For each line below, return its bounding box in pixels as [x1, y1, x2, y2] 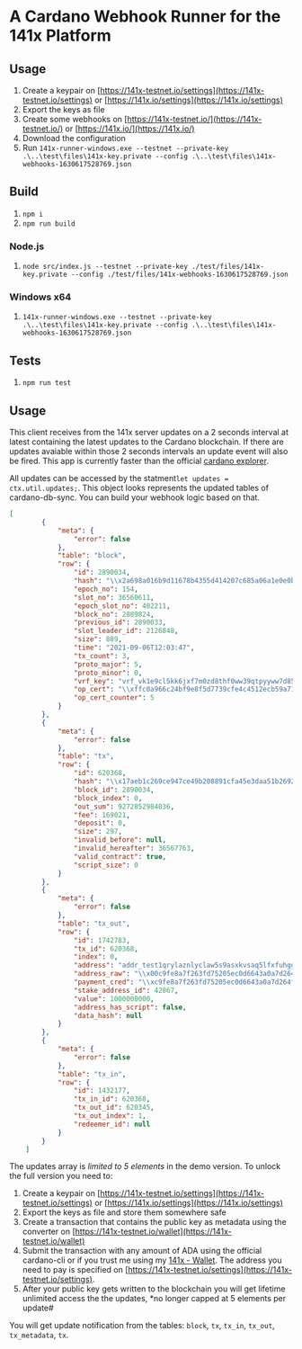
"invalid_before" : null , [73, 835, 167, 844]
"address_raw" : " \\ [73, 969, 147, 978]
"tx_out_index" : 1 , [73, 1112, 147, 1121]
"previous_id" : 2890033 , [73, 618, 167, 627]
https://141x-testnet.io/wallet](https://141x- [75, 1226, 232, 1237]
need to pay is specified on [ [22, 1264, 129, 1275]
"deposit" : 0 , [73, 818, 127, 828]
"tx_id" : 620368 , [73, 944, 139, 953]
